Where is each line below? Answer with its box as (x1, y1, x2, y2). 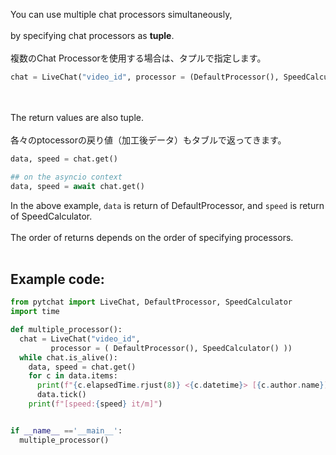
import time (10, 307, 60, 317)
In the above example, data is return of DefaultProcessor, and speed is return (10, 199, 325, 211)
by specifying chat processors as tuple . (10, 30, 175, 41)
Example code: (10, 270, 105, 288)
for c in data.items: (28, 371, 118, 381)
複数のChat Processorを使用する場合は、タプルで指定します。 (10, 52, 267, 64)
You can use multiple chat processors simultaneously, (10, 9, 233, 20)
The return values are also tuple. (10, 111, 144, 123)
